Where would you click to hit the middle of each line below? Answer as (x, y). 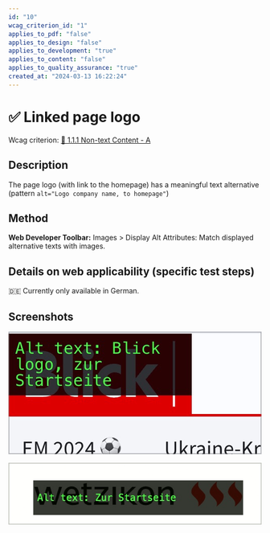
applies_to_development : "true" (62, 51)
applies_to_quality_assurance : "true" (73, 68)
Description (38, 165)
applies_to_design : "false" (55, 43)
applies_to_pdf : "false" (50, 34)
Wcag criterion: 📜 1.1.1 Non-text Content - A (80, 140)
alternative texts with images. (57, 246)
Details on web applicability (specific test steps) (131, 271)
